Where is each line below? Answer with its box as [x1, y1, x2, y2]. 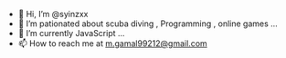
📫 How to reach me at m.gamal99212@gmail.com [17, 38, 207, 49]
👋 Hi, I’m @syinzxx [17, 9, 89, 19]
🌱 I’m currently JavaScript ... [17, 28, 125, 38]
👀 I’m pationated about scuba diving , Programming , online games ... [17, 18, 279, 29]
